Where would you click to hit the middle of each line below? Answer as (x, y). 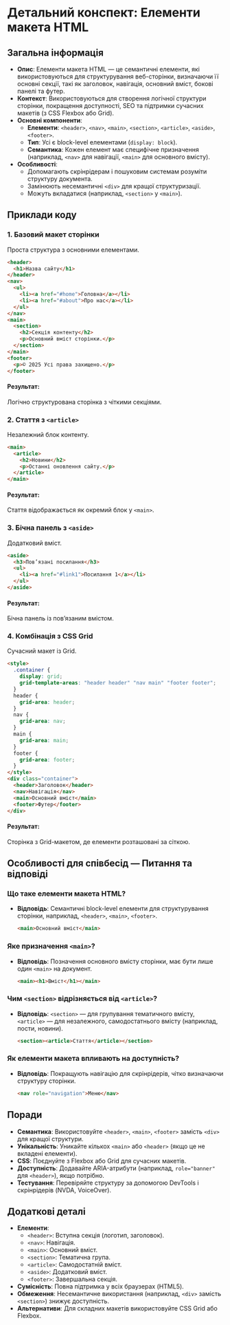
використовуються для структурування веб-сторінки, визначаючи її (118, 76)
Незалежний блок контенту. (48, 434)
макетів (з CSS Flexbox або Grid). (66, 113)
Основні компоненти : (49, 120)
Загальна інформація (56, 53)
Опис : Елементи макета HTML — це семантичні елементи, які (108, 69)
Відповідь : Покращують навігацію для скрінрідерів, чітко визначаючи (120, 1073)
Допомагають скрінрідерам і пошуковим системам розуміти (117, 171)
